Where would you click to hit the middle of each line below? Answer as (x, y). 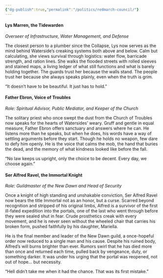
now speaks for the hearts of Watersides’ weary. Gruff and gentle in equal (80, 123)
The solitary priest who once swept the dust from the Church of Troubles (79, 118)
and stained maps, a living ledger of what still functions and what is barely (80, 66)
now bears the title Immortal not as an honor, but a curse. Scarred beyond (80, 201)
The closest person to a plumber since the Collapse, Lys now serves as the (81, 46)
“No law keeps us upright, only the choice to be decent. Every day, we (76, 159)
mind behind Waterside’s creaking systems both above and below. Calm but (81, 51)
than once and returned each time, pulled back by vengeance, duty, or (76, 252)
